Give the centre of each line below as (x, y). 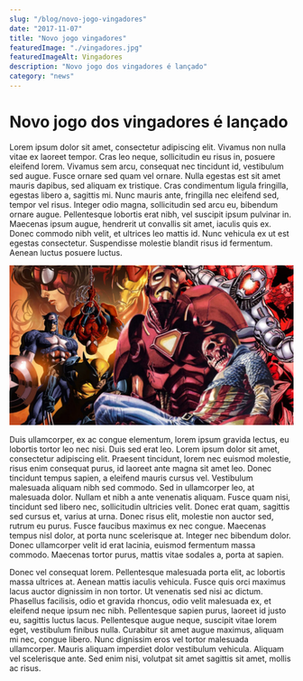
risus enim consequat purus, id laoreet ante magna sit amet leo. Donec (141, 469)
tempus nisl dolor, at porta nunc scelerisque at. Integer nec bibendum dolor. (150, 536)
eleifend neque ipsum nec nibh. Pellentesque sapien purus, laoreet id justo (148, 611)
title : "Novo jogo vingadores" (68, 38)
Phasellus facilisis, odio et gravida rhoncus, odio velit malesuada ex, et (141, 602)
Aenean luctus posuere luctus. (66, 252)
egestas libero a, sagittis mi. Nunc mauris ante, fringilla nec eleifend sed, (144, 195)
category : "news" (42, 77)
